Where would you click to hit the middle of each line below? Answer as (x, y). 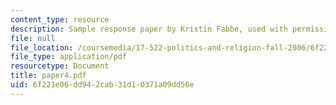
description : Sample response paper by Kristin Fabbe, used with (149, 29)
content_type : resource (60, 19)
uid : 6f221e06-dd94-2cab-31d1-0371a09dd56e (102, 85)
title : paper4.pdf (48, 76)
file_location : (42, 47)
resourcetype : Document (60, 66)
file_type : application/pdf (69, 57)
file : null (33, 38)
